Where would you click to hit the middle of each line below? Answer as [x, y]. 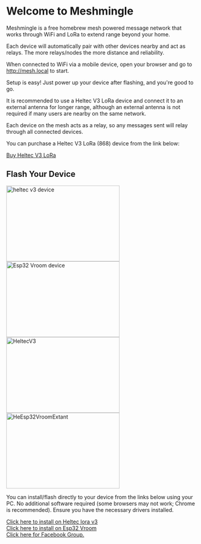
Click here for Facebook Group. [45, 534]
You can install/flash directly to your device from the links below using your [100, 497]
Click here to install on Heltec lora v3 [52, 522]
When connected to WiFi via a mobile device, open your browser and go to [99, 64]
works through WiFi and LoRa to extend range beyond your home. [88, 34]
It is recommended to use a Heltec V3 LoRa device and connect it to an [95, 101]
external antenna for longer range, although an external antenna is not [94, 107]
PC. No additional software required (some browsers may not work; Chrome [101, 503]
